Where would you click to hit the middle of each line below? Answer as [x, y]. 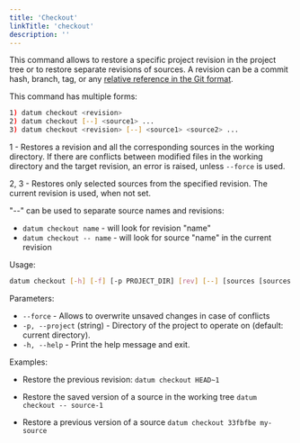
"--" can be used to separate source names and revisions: [117, 211]
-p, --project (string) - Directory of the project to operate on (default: [153, 325]
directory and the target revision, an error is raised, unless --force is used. [147, 166]
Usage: [22, 265]
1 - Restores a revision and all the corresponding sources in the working [142, 147]
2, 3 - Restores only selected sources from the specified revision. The [138, 184]
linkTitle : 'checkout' [52, 26]
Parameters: [32, 298]
